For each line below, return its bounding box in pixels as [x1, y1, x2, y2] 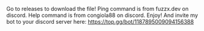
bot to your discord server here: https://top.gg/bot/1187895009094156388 [6, 18, 194, 25]
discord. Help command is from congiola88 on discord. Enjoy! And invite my [6, 12, 198, 19]
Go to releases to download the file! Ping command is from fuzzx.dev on [6, 5, 189, 12]
